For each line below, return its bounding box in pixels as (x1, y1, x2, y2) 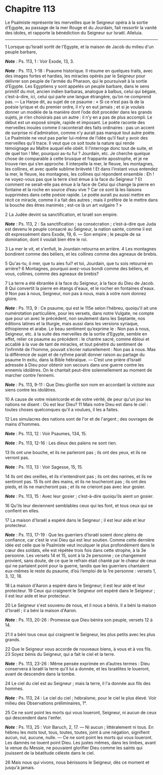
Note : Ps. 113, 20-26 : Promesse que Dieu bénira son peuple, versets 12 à (5, 616, 153, 623)
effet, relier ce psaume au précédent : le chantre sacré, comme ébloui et (5, 336, 149, 342)
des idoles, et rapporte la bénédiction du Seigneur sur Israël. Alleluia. (5, 30, 143, 35)
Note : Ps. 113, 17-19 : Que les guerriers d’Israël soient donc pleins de (5, 531, 143, 538)
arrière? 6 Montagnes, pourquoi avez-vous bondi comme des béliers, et (5, 265, 149, 271)
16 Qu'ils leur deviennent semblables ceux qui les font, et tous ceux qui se (5, 502, 153, 509)
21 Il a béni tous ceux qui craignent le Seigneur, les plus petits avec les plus (5, 631, 155, 637)
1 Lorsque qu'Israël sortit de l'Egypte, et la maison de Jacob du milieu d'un (5, 44, 154, 50)
